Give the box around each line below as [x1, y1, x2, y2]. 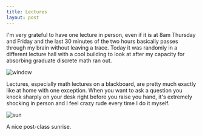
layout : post [6, 15, 39, 21]
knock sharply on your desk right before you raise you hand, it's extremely [6, 93, 193, 100]
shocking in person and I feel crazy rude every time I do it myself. [6, 99, 170, 106]
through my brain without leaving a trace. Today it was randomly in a [6, 44, 178, 51]
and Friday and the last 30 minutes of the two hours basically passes [6, 37, 178, 45]
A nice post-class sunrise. [6, 123, 72, 130]
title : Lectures [6, 8, 47, 15]
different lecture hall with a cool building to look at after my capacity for [6, 50, 185, 57]
